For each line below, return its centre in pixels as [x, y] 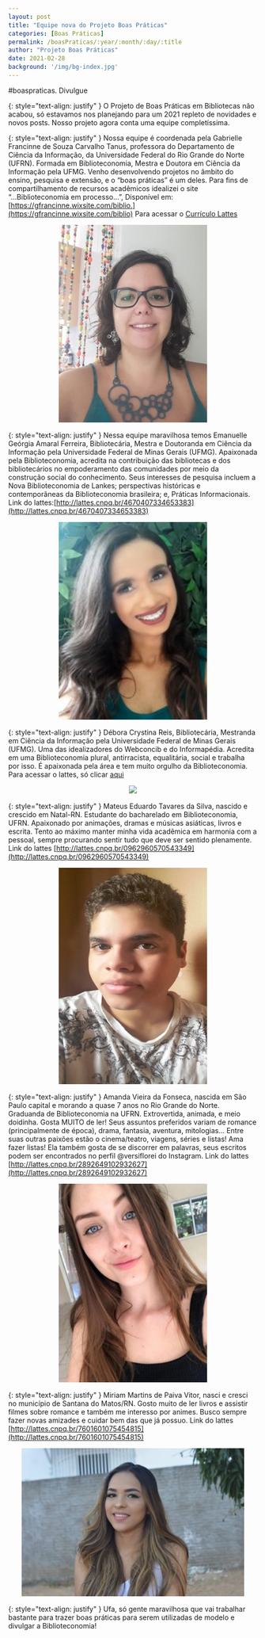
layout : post [30, 17]
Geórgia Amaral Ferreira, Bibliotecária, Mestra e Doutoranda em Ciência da [130, 443]
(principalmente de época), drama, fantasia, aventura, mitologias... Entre [126, 1131]
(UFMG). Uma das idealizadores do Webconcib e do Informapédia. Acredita [131, 749]
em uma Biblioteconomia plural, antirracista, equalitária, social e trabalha [127, 758]
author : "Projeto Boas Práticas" [63, 50]
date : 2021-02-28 [37, 59]
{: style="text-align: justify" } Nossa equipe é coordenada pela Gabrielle [125, 138]
